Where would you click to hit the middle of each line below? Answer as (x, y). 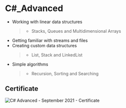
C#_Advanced (34, 8)
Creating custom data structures (44, 45)
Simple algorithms (30, 64)
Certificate (22, 89)
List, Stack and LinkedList (57, 55)
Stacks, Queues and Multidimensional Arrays (76, 31)
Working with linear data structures (47, 22)
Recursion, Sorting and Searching (65, 73)
